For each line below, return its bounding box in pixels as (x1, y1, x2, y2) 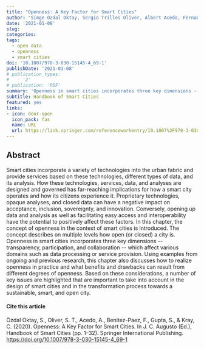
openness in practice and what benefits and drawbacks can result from (6, 263, 185, 271)
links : (6, 105, 23, 111)
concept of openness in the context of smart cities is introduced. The (6, 224, 180, 232)
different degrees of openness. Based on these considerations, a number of (6, 269, 196, 277)
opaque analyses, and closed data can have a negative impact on (6, 198, 171, 206)
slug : (6, 26, 20, 32)
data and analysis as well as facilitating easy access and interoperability (6, 211, 186, 219)
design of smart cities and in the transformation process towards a (6, 282, 173, 289)
